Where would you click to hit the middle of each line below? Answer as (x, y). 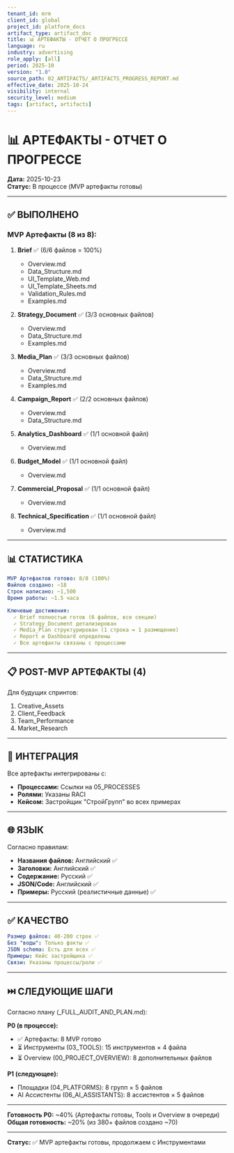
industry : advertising (40, 53)
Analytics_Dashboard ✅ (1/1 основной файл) (83, 433)
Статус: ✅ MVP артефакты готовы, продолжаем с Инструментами (107, 1142)
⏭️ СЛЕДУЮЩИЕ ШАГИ (60, 992)
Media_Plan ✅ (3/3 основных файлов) (73, 357)
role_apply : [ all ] (34, 59)
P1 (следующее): (33, 1074)
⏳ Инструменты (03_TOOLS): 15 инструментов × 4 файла (102, 1047)
